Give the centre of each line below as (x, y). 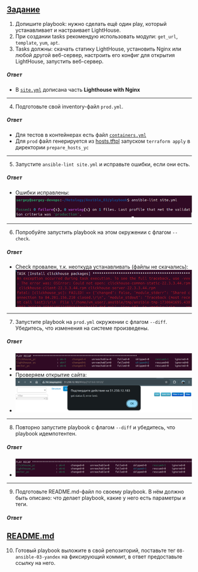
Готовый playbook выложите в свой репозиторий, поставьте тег (95, 550)
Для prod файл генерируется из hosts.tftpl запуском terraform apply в (103, 141)
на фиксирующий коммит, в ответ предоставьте (122, 556)
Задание (24, 10)
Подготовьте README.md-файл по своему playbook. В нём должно (100, 492)
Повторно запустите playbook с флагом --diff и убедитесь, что (95, 427)
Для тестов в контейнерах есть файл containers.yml (80, 135)
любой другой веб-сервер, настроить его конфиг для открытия (95, 55)
